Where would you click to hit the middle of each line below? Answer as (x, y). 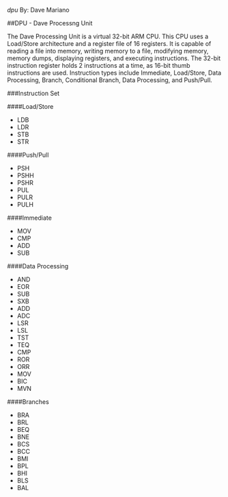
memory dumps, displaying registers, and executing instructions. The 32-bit (114, 58)
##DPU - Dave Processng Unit (50, 23)
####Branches (28, 402)
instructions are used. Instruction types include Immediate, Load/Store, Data (114, 73)
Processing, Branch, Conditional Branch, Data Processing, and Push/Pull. (110, 80)
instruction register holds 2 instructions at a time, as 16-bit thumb (99, 65)
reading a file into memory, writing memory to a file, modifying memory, (108, 51)
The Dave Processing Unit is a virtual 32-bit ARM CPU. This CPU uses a (108, 36)
